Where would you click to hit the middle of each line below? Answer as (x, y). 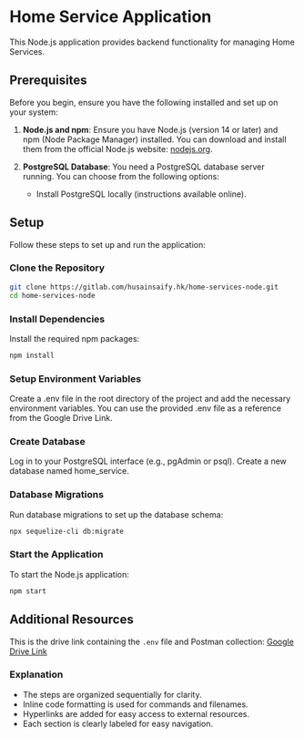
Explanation (36, 674)
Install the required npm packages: (75, 338)
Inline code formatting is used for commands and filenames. (135, 704)
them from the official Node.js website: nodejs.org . (117, 149)
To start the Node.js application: (70, 574)
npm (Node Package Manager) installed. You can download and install (154, 139)
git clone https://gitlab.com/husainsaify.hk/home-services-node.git (144, 287)
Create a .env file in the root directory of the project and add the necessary (150, 399)
